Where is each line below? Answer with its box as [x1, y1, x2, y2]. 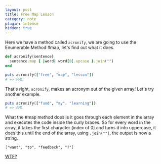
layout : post [5, 7, 32, 12]
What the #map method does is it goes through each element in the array [5, 114, 155, 120]
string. [5, 135, 18, 141]
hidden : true [5, 26, 32, 31]
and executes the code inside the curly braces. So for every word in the [5, 119, 151, 125]
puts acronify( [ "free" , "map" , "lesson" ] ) [5, 72, 94, 77]
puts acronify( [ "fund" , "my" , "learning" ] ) [5, 101, 96, 106]
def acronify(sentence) [5, 54, 54, 59]
